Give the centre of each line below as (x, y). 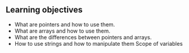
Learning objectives (44, 10)
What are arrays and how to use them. (62, 31)
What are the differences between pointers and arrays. (83, 37)
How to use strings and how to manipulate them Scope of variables (98, 43)
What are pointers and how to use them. (65, 24)
